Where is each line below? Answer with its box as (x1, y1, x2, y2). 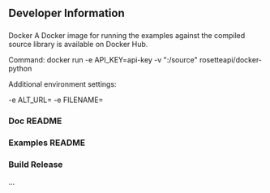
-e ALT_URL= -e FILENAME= (8, 95, 104, 105)
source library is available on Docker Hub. (8, 40, 148, 49)
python (8, 64, 32, 74)
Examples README (8, 137, 86, 148)
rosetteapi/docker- (199, 55, 262, 65)
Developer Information (8, 6, 126, 20)
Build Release (8, 159, 63, 170)
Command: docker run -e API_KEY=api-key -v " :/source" (8, 55, 199, 65)
